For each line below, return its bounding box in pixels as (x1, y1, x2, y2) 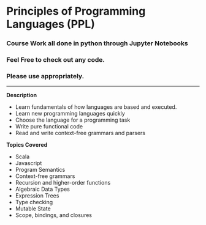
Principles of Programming (6, 4, 146, 18)
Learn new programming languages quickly (15, 110, 126, 117)
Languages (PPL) (6, 17, 95, 31)
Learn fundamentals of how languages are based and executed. (15, 103, 177, 111)
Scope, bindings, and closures (15, 212, 92, 219)
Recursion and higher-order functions (15, 179, 111, 186)
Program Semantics (15, 166, 66, 174)
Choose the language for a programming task (15, 116, 131, 124)
